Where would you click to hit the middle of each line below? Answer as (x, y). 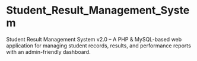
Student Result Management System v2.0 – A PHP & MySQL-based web (94, 39)
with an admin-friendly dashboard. (48, 52)
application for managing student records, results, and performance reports (99, 46)
